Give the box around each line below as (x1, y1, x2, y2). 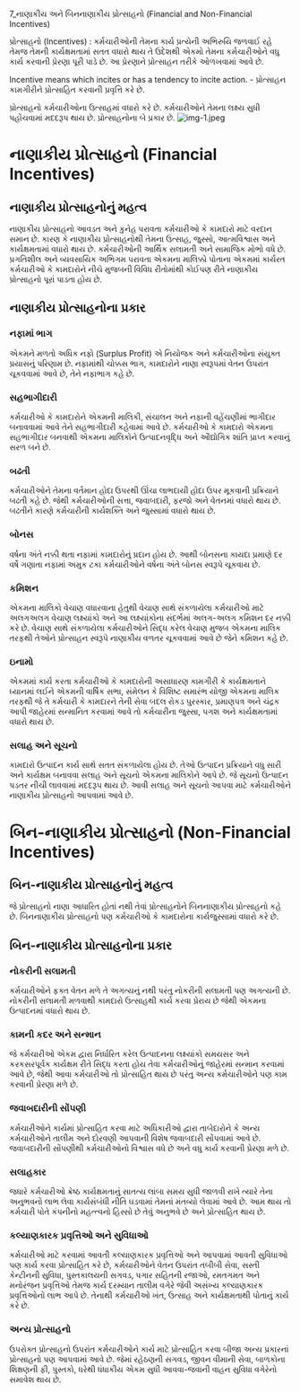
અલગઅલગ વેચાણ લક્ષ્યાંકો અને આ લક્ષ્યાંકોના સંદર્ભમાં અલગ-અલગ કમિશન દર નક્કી (9, 612, 291, 623)
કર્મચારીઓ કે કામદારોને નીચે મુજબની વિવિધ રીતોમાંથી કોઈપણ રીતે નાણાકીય (9, 264, 258, 274)
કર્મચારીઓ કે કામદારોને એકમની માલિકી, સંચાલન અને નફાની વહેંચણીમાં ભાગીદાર (9, 411, 276, 422)
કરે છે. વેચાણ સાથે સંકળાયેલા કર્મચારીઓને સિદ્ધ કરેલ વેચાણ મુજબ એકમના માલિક (9, 622, 281, 633)
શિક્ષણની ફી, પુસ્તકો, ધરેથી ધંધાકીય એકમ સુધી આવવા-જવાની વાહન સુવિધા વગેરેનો (9, 1363, 278, 1374)
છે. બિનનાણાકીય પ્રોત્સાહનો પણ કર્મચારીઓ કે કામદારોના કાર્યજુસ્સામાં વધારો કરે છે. (9, 912, 279, 922)
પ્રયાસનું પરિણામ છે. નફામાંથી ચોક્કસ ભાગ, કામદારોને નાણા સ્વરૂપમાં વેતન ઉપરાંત (9, 357, 269, 368)
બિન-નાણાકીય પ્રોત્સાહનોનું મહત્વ (9, 877, 174, 893)
